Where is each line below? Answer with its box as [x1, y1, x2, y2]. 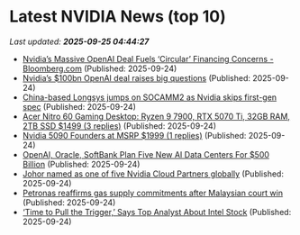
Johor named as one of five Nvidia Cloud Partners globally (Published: [22, 168, 284, 179]
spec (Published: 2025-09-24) [22, 101, 137, 112]
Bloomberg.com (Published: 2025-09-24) [22, 63, 177, 74]
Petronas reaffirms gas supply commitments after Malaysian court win [22, 187, 284, 198]
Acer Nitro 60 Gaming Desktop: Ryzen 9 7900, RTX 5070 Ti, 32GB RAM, [22, 111, 291, 122]
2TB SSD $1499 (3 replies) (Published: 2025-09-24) [22, 120, 217, 131]
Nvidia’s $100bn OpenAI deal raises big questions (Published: [22, 72, 250, 83]
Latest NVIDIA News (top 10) [9, 6, 227, 27]
